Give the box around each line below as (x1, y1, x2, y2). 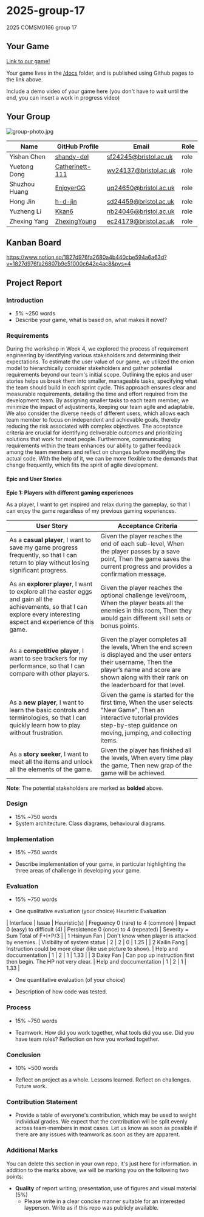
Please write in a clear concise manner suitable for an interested (24, 1198, 185, 1205)
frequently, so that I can (9, 550, 77, 559)
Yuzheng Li (9, 207, 41, 216)
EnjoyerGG (55, 183, 86, 192)
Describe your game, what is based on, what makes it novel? (15, 317, 168, 324)
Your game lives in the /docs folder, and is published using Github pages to (6, 69, 194, 77)
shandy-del (55, 153, 89, 161)
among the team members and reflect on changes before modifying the (6, 448, 186, 456)
